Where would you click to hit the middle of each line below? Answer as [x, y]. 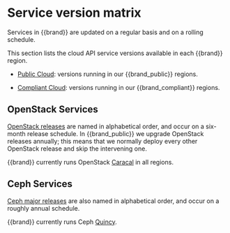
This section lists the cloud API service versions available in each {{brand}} [115, 53]
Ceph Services [40, 184]
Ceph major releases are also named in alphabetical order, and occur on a [113, 201]
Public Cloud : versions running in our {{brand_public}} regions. [108, 74]
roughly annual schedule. [44, 208]
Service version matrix [74, 13]
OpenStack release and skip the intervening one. [77, 149]
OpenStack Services [53, 110]
